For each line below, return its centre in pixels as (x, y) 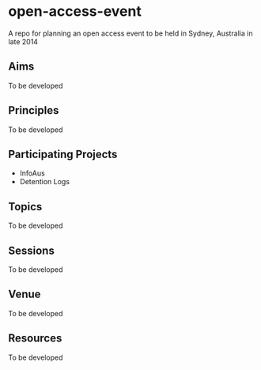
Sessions (32, 250)
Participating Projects (63, 154)
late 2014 (23, 41)
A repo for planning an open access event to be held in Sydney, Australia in (130, 33)
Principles (34, 110)
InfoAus (32, 173)
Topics (25, 207)
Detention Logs (44, 182)
